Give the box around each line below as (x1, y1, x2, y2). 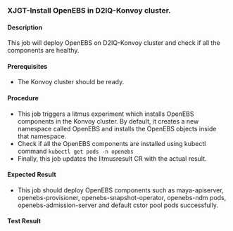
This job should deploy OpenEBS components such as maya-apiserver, (17, 185, 224, 194)
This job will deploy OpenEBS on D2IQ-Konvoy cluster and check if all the (7, 39, 220, 47)
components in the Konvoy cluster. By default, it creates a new (17, 117, 199, 125)
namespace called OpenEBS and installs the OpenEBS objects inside (17, 124, 217, 133)
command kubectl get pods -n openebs (17, 147, 134, 155)
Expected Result (7, 171, 56, 179)
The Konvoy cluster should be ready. (17, 78, 125, 86)
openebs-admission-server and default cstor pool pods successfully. (17, 201, 218, 209)
